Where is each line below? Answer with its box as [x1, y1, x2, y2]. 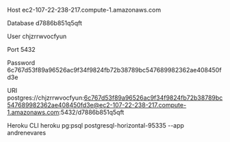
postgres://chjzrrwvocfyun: [7, 94, 84, 102]
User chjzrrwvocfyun [7, 32, 67, 40]
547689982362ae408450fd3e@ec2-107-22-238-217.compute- [7, 101, 187, 109]
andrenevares [7, 129, 47, 137]
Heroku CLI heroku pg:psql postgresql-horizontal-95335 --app [7, 122, 185, 129]
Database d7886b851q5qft [7, 19, 82, 27]
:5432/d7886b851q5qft [59, 109, 125, 116]
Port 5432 [7, 46, 36, 53]
